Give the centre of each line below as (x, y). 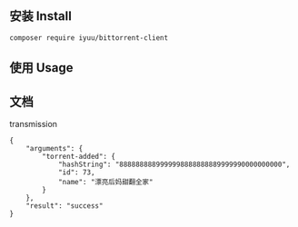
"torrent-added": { (79, 157)
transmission (33, 124)
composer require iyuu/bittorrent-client (89, 38)
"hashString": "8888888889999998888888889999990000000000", (174, 165)
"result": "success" (65, 206)
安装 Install (41, 16)
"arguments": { (55, 149)
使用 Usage (42, 68)
